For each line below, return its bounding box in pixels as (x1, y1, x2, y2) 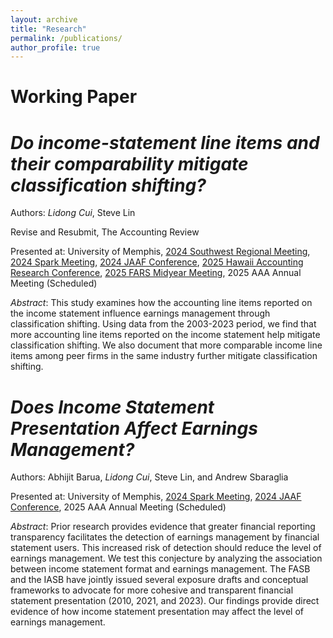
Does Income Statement (10, 396, 215, 418)
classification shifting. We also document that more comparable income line (10, 339, 323, 351)
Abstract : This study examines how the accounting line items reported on (10, 297, 313, 309)
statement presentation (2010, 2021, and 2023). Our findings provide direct (10, 595, 320, 607)
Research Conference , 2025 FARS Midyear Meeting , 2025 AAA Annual (10, 267, 302, 279)
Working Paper (10, 86, 138, 108)
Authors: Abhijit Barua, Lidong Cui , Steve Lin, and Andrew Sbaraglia (10, 471, 289, 483)
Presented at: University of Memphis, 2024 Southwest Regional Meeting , (10, 246, 311, 258)
